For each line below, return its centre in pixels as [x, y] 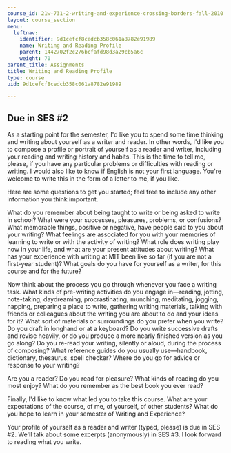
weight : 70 [35, 59]
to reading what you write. [44, 442]
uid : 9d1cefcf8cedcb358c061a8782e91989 [64, 84]
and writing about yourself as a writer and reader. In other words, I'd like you [115, 142]
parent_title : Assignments [46, 65]
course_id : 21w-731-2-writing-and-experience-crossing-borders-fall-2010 [115, 13]
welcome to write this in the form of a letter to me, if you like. [93, 179]
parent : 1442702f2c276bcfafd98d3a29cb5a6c [81, 52]
